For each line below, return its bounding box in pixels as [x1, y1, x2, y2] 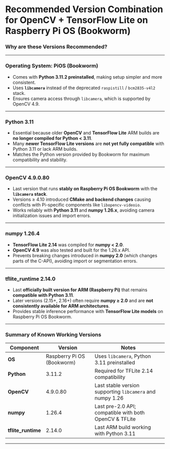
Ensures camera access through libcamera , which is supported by [12, 95, 151, 101]
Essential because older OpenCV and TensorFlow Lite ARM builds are [12, 130, 160, 136]
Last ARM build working [94, 424, 151, 431]
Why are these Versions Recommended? [5, 43, 108, 50]
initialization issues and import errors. [12, 213, 91, 219]
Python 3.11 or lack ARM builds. [12, 146, 78, 152]
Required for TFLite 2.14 [94, 367, 153, 374]
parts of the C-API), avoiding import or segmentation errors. [12, 258, 138, 264]
